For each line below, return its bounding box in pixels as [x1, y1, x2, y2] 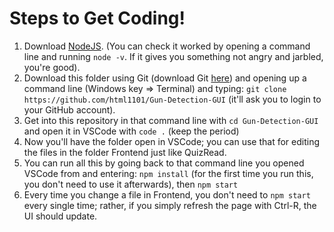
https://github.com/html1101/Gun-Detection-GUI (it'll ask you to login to [23, 93, 322, 105]
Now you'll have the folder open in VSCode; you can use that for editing [23, 135, 320, 147]
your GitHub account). [23, 103, 116, 116]
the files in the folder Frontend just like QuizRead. [23, 146, 227, 158]
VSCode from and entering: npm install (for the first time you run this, [23, 167, 314, 179]
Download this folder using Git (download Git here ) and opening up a [23, 72, 307, 84]
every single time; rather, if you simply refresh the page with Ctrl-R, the [23, 199, 317, 211]
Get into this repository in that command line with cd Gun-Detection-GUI [23, 114, 319, 126]
